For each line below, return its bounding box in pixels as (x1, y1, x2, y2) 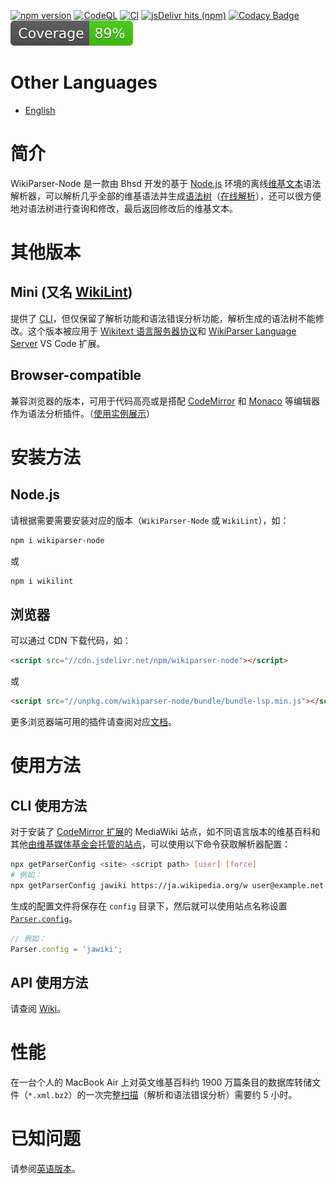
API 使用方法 (10, 974, 89, 991)
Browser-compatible (10, 367, 142, 384)
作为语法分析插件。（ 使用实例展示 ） (10, 407, 155, 419)
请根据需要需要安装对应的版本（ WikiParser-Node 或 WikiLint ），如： (10, 514, 290, 526)
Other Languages (10, 71, 158, 94)
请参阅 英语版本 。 (10, 1163, 81, 1175)
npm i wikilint (10, 576, 74, 586)
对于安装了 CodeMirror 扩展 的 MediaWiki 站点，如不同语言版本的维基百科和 (10, 826, 321, 837)
